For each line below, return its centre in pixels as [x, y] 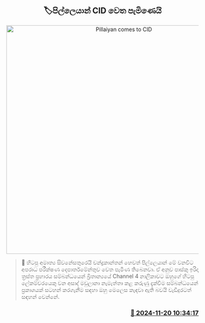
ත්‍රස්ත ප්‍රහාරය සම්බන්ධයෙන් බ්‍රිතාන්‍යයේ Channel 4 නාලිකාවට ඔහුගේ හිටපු [108, 276]
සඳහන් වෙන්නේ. [40, 296]
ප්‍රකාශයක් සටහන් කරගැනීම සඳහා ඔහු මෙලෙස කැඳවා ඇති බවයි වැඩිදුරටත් [106, 289]
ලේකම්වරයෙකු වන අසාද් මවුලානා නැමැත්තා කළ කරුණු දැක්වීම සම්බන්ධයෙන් [110, 283]
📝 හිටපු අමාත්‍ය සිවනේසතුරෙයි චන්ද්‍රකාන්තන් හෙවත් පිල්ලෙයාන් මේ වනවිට [107, 262]
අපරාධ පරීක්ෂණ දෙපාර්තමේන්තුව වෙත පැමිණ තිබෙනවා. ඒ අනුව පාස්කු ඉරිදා [110, 269]
